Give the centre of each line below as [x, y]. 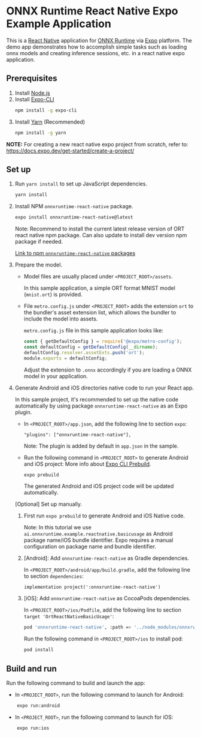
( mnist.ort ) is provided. [53, 295]
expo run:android [39, 706]
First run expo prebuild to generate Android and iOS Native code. [104, 516]
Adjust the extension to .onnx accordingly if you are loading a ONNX [108, 370]
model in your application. [56, 376]
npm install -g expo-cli [46, 110]
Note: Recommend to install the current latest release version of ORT [100, 229]
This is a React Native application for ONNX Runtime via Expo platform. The [99, 40]
